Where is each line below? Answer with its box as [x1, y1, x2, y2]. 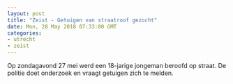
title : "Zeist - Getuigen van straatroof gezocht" [7, 17, 158, 24]
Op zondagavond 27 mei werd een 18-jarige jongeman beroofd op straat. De [7, 62, 227, 69]
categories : [7, 29, 42, 37]
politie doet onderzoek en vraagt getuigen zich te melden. [7, 69, 174, 77]
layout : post [7, 10, 45, 17]
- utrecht [7, 36, 36, 43]
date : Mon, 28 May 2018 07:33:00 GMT [7, 23, 117, 30]
